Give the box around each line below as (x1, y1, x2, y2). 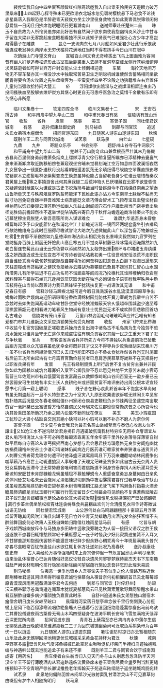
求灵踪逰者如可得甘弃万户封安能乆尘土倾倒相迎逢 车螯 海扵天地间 (5, 65, 152, 71)
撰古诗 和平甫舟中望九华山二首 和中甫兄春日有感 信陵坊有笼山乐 (5, 112, 158, 118)
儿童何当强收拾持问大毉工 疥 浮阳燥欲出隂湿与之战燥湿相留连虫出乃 (5, 83, 156, 89)
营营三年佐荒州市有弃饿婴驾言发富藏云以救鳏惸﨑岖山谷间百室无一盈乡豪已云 (5, 374, 158, 379)
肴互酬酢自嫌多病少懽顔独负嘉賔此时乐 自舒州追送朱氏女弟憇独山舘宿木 (5, 593, 155, 598)
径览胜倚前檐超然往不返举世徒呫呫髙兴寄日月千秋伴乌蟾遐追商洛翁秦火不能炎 (5, 209, 158, 215)
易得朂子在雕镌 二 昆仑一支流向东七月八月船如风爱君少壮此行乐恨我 (5, 41, 156, 46)
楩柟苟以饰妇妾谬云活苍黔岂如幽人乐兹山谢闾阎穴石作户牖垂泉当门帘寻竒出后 (5, 203, 158, 209)
